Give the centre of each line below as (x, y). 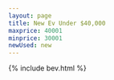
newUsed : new (30, 46)
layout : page (30, 16)
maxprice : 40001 (35, 30)
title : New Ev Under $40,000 (57, 23)
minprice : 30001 (35, 38)
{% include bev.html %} (47, 68)
